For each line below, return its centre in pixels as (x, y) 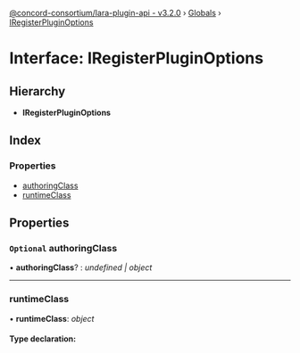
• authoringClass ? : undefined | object (81, 267)
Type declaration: (43, 339)
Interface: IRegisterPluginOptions (137, 58)
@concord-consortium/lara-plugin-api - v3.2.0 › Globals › (115, 13)
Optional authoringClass (63, 248)
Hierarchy (37, 91)
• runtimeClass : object (52, 318)
